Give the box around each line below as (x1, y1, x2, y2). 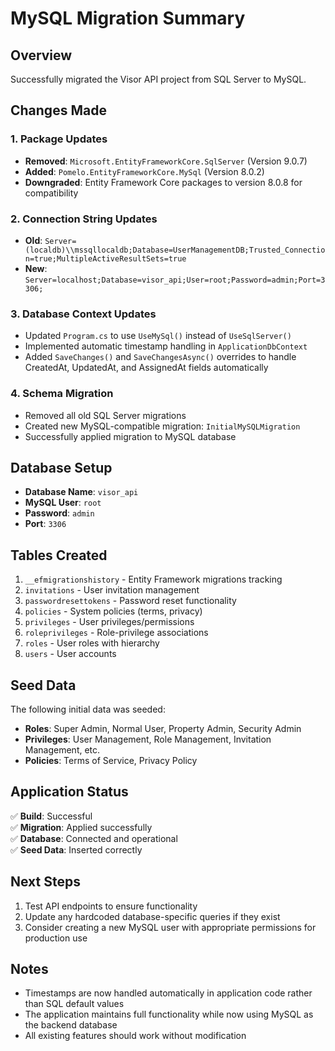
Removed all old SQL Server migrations (24, 409, 187, 421)
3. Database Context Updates (10, 307, 157, 321)
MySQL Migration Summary (10, 7, 246, 30)
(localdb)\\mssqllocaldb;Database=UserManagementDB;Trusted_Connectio (24, 245, 326, 255)
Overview (10, 47, 73, 64)
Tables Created (10, 547, 108, 564)
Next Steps (10, 873, 81, 891)
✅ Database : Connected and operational (10, 832, 178, 844)
